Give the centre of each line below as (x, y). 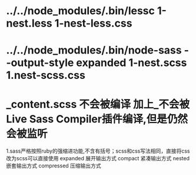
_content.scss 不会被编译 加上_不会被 (98, 104)
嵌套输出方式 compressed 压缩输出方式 (54, 166)
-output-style (40, 63)
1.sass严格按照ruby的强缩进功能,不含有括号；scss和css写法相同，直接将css (98, 151)
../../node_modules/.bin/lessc (80, 11)
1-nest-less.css (93, 23)
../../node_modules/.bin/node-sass (94, 50)
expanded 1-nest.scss (132, 63)
